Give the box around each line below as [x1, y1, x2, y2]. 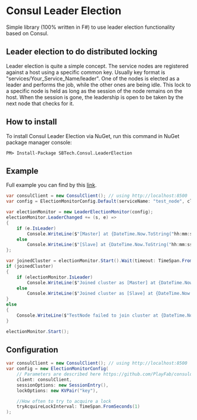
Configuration [6, 345, 59, 355]
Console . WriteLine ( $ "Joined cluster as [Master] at [27, 280, 157, 285]
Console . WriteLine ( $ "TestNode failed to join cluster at [16, 313, 159, 318]
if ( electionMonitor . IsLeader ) [16, 274, 93, 280]
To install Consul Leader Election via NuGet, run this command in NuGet [6, 132, 180, 139]
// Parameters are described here [16, 371, 101, 377]
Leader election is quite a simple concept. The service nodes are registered [6, 62, 189, 69]
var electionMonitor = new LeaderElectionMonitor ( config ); [6, 209, 154, 215]
